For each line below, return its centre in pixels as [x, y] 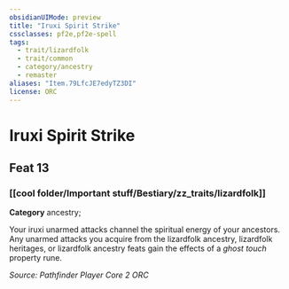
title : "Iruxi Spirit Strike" [65, 26]
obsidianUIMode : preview [55, 17]
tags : [19, 42]
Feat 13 [29, 168]
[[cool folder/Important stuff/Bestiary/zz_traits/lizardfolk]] [137, 193]
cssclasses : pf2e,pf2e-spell [63, 34]
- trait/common [45, 59]
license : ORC [33, 91]
